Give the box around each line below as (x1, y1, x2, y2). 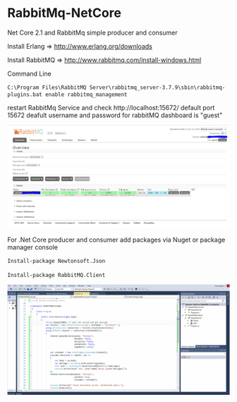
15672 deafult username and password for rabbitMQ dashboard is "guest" (7, 111, 223, 119)
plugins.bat (7, 90, 42, 98)
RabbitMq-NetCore (7, 5, 122, 21)
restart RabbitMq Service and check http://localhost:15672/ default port (7, 103, 215, 112)
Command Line (7, 69, 51, 78)
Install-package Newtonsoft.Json (7, 257, 106, 264)
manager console (7, 242, 59, 252)
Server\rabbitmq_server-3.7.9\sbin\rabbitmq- (89, 83, 226, 91)
